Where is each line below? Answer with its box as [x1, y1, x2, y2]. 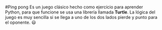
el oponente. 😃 [5, 19, 36, 25]
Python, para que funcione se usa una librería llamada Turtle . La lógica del [5, 9, 156, 15]
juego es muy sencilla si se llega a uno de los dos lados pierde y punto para [5, 15, 158, 20]
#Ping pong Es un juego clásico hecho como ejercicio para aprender [5, 4, 143, 10]
